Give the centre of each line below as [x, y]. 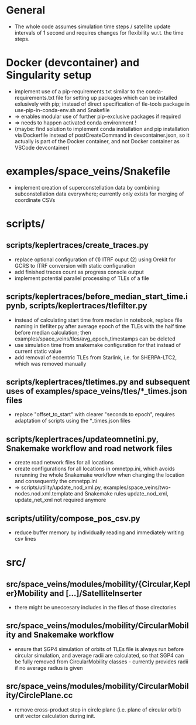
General [26, 10]
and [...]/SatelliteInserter [96, 593]
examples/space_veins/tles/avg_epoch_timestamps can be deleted [95, 339]
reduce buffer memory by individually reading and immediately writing [99, 532]
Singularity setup [49, 75]
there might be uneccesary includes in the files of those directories [95, 608]
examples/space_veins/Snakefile [88, 171]
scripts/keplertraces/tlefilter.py [88, 306]
